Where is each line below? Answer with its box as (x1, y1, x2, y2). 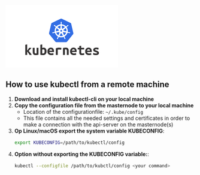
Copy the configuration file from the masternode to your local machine (14, 101, 194, 109)
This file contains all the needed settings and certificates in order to (23, 114, 190, 122)
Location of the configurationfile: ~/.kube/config (23, 108, 144, 115)
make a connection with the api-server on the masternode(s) (23, 120, 174, 128)
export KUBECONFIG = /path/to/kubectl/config (14, 140, 125, 146)
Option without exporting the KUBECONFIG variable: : (14, 150, 149, 158)
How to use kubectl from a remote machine (5, 80, 169, 90)
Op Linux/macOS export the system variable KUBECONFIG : (14, 127, 165, 134)
